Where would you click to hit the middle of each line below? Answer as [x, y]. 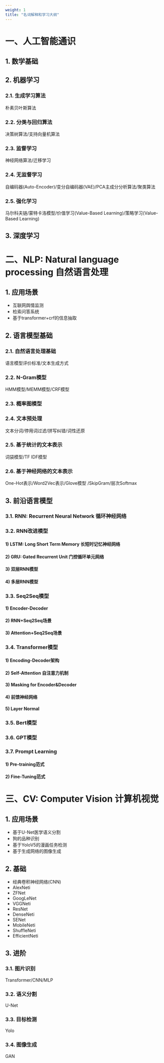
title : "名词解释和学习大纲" [32, 15]
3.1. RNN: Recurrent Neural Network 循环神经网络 [66, 516]
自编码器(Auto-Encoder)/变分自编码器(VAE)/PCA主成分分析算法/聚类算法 [80, 187]
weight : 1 [16, 10]
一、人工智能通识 [41, 41]
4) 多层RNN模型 [22, 581]
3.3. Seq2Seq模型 [27, 596]
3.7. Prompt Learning [31, 752]
